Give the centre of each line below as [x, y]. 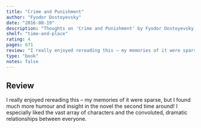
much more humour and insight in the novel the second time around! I [92, 106]
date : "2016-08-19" [31, 23]
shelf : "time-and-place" [37, 34]
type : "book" [22, 56]
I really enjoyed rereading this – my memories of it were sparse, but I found [98, 100]
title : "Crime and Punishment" [45, 12]
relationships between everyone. [46, 119]
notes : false [22, 61]
